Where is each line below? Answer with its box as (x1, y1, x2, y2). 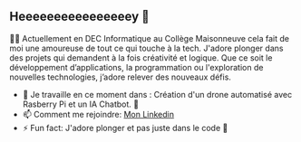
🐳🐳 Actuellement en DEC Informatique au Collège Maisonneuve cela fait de (9, 33, 290, 43)
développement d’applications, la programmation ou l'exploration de (9, 62, 264, 72)
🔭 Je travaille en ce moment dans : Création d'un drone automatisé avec (22, 89, 293, 99)
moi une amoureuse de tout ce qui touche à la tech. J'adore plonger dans (9, 43, 284, 53)
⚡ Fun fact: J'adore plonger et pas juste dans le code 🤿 (22, 122, 228, 133)
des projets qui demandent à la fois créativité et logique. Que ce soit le (9, 52, 273, 63)
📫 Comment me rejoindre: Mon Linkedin (22, 109, 175, 119)
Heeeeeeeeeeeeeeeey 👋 (9, 9, 150, 24)
